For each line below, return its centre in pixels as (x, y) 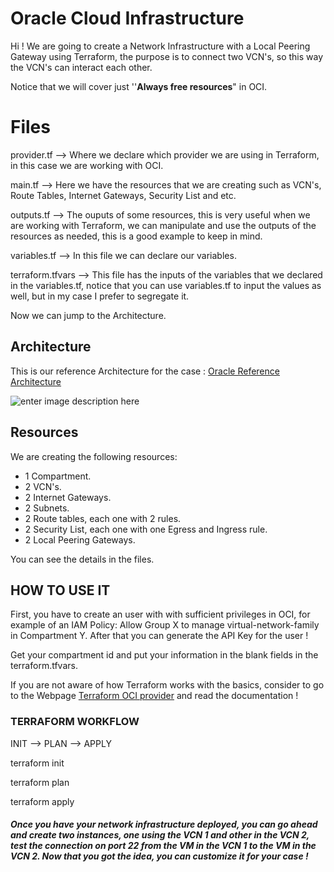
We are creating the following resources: (94, 456)
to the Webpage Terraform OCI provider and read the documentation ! (154, 696)
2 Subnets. (47, 508)
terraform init (37, 763)
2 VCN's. (43, 486)
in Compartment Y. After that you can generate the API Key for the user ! (159, 636)
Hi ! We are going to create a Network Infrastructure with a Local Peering (160, 46)
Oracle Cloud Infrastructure (127, 18)
